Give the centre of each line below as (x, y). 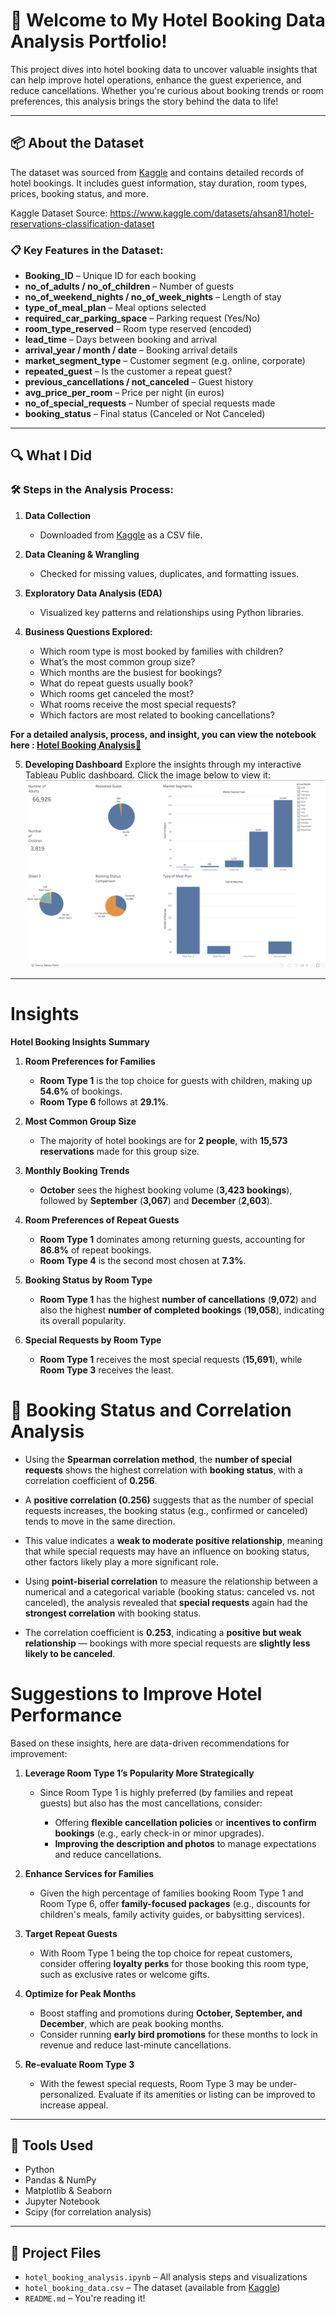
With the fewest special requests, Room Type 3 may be (153, 2083)
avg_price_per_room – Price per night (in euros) (124, 393)
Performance (66, 1715)
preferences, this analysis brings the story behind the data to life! (144, 101)
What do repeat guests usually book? (116, 683)
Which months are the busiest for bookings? (131, 672)
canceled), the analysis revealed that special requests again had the (166, 1602)
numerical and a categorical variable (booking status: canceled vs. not (169, 1591)
